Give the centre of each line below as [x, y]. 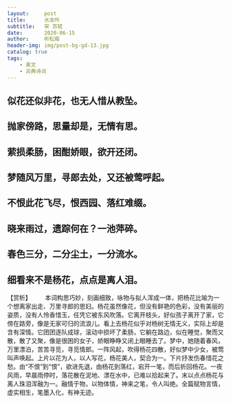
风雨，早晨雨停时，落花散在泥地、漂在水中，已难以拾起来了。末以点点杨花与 [115, 375]
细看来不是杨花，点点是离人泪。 [75, 280]
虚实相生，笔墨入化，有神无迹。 [52, 393]
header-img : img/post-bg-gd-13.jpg [58, 45]
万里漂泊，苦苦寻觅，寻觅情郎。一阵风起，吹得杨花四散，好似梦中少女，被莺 [115, 349]
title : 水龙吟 [33, 20]
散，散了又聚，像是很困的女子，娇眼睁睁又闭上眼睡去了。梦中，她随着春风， [115, 341]
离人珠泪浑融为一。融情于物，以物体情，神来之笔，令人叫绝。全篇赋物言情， [115, 384]
